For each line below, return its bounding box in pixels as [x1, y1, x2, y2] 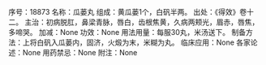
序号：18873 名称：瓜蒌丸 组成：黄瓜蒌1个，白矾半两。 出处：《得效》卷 [8, 7, 247, 16]
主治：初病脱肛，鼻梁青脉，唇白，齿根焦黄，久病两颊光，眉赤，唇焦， [24, 17, 260, 27]
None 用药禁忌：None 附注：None [22, 48, 138, 57]
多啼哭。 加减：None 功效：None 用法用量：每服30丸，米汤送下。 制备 [8, 28, 246, 37]
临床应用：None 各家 [180, 37, 251, 47]
